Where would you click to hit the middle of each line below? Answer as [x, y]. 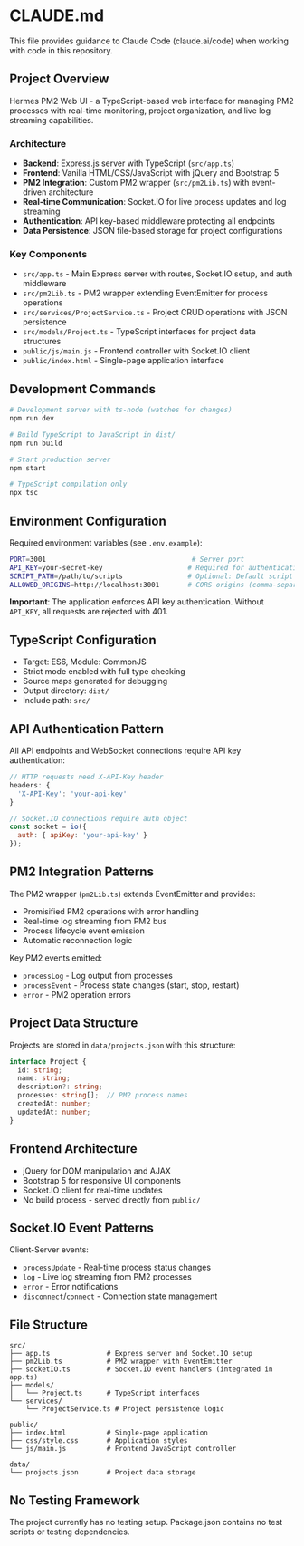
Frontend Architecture [73, 1149]
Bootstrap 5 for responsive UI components [101, 1180]
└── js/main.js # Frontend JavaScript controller [123, 1449]
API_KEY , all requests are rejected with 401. [89, 612]
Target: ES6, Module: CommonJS [84, 662]
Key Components [48, 254]
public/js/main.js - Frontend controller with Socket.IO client [136, 351]
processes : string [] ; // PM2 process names [103, 1096]
